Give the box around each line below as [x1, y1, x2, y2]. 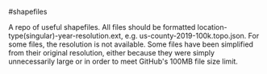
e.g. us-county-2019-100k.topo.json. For [124, 31, 260, 40]
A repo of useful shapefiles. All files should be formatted [8, 23, 196, 31]
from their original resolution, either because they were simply [8, 48, 215, 57]
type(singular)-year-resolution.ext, [8, 31, 123, 40]
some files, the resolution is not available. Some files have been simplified [8, 39, 254, 49]
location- [197, 23, 227, 31]
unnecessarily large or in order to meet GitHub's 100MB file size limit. [8, 56, 238, 66]
